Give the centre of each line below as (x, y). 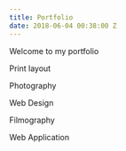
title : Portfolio (41, 17)
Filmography (32, 120)
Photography (33, 85)
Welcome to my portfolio (54, 51)
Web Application (39, 137)
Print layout (30, 68)
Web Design (31, 102)
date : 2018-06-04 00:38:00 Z (63, 26)
